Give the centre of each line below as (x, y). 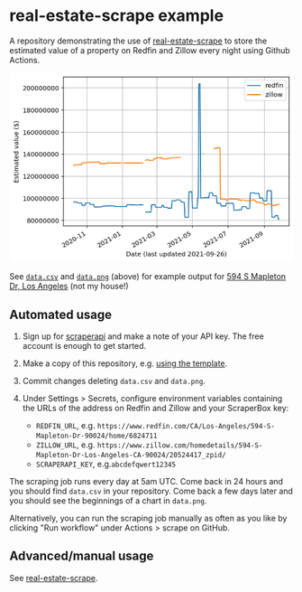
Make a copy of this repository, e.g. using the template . (125, 363)
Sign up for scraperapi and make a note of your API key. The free (143, 336)
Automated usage (61, 314)
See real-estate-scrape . (54, 578)
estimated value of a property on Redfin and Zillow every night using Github (150, 50)
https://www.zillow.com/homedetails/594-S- (180, 446)
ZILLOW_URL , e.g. (65, 445)
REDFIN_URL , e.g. (65, 425)
